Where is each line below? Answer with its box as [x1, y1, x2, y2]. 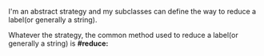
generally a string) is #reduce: [8, 39, 109, 48]
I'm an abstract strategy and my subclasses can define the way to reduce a [8, 7, 257, 16]
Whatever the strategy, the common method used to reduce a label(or [8, 31, 238, 39]
